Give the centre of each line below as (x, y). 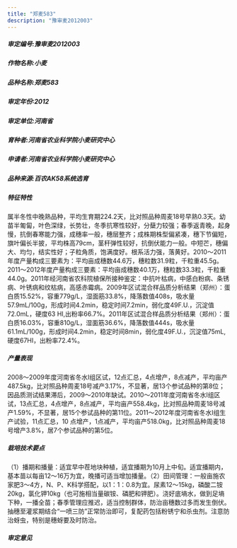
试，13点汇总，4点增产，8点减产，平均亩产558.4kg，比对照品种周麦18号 (113, 404)
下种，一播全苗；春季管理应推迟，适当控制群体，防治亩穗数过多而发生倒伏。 (119, 503)
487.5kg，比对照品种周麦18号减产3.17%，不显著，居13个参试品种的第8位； (116, 386)
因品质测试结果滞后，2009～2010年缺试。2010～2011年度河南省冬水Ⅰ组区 (114, 395)
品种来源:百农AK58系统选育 (48, 178)
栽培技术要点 (26, 448)
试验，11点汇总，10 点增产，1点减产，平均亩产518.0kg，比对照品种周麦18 (119, 421)
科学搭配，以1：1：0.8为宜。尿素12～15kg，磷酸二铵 (147, 485)
